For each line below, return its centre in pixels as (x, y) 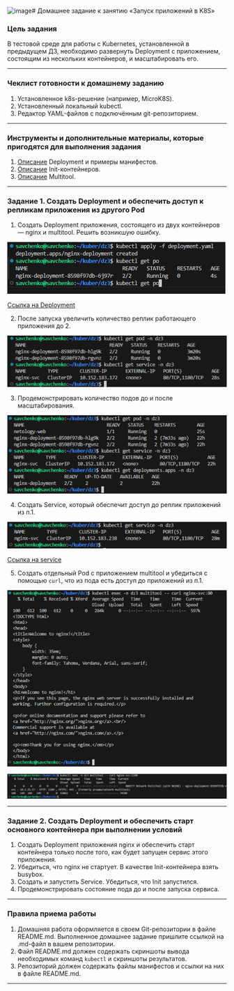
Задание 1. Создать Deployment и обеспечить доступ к (106, 201)
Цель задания (32, 29)
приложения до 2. (44, 326)
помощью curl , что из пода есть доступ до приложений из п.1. (110, 580)
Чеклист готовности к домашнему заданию (86, 84)
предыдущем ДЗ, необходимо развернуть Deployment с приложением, (114, 52)
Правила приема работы (52, 914)
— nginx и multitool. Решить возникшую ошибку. (89, 233)
